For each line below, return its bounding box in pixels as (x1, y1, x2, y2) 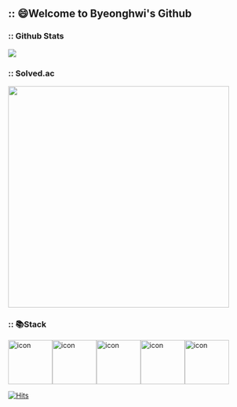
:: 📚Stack (8, 319, 47, 330)
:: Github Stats (8, 31, 64, 42)
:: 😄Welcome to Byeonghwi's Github (8, 7, 192, 20)
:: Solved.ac (8, 68, 55, 79)
